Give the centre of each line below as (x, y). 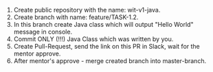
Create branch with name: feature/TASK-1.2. (76, 17)
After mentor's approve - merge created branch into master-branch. (110, 61)
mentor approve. (37, 53)
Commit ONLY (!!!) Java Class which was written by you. (93, 39)
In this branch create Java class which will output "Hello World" (103, 24)
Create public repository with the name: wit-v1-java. (87, 10)
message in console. (43, 32)
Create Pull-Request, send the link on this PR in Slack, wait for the (107, 46)
